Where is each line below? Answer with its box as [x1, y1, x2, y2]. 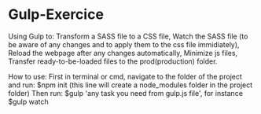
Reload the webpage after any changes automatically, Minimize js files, [8, 48, 238, 57]
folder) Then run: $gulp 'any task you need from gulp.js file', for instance [8, 88, 244, 97]
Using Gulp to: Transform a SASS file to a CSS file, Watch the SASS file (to [8, 31, 248, 41]
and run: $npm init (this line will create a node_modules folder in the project [8, 80, 253, 90]
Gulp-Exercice [8, 6, 105, 24]
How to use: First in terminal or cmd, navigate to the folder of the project [8, 72, 242, 81]
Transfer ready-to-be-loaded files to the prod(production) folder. [8, 57, 218, 66]
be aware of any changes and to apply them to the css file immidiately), [8, 39, 240, 49]
